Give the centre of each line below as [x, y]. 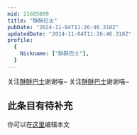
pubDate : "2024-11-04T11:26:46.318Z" [63, 27]
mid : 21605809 [28, 14]
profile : [20, 40]
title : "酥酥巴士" [33, 21]
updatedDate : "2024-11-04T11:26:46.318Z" [70, 34]
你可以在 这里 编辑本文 [38, 124]
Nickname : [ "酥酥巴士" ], [55, 54]
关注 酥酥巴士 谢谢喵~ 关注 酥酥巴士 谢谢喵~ [68, 81]
